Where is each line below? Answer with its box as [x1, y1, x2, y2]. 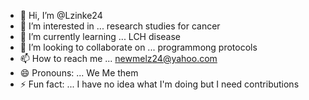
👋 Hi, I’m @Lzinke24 [19, 10, 103, 21]
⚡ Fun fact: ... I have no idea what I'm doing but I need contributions [19, 78, 300, 90]
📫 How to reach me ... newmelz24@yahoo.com [19, 53, 218, 64]
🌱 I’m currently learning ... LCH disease [19, 31, 182, 42]
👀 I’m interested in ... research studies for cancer [19, 20, 221, 32]
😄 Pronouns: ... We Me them [19, 67, 139, 79]
